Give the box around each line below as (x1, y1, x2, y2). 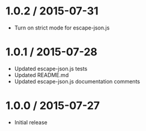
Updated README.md (14, 71, 69, 79)
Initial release (14, 118, 47, 126)
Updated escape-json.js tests (14, 65, 88, 72)
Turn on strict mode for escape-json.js (14, 24, 110, 31)
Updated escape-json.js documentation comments (14, 78, 141, 85)
